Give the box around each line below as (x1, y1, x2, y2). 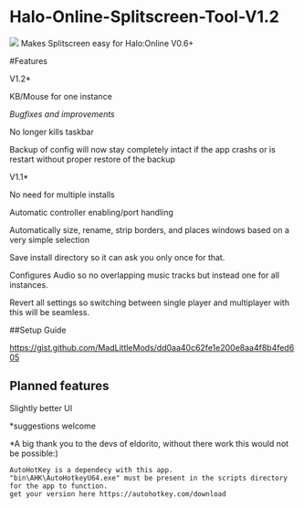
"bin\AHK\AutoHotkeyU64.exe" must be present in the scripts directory (9, 473, 288, 482)
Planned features (9, 378, 110, 394)
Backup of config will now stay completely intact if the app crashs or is (9, 143, 276, 154)
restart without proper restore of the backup (9, 153, 176, 164)
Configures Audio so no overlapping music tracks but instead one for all (9, 270, 280, 280)
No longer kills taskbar (9, 126, 94, 137)
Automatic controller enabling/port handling (9, 206, 173, 217)
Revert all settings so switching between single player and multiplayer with (9, 297, 290, 308)
